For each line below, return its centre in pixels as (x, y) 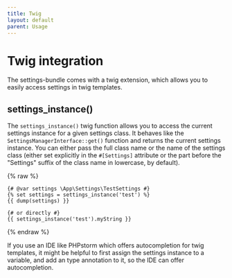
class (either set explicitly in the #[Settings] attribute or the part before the (114, 155)
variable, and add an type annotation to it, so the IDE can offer (96, 260)
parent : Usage (28, 26)
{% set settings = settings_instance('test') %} (79, 195)
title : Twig (24, 14)
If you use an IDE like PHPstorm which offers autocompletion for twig (106, 245)
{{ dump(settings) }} (38, 201)
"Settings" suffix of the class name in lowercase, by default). (93, 163)
